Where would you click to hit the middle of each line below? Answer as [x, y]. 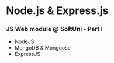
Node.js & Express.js [57, 11]
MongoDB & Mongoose [43, 48]
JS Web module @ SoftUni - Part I [55, 29]
